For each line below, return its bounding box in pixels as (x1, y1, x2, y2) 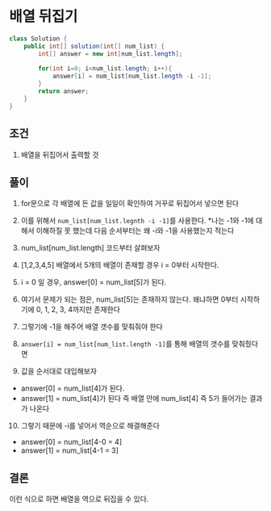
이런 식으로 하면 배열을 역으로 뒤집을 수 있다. (9, 494, 149, 504)
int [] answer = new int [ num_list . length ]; (38, 49, 183, 57)
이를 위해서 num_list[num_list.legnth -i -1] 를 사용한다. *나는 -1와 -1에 (20, 216, 254, 226)
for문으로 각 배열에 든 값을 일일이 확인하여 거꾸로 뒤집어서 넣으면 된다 (20, 199, 240, 209)
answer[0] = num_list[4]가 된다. (20, 383, 125, 393)
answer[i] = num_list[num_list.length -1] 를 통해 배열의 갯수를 (20, 339, 231, 348)
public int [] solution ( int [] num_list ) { (23, 42, 165, 50)
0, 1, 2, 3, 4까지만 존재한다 (35, 305, 120, 315)
